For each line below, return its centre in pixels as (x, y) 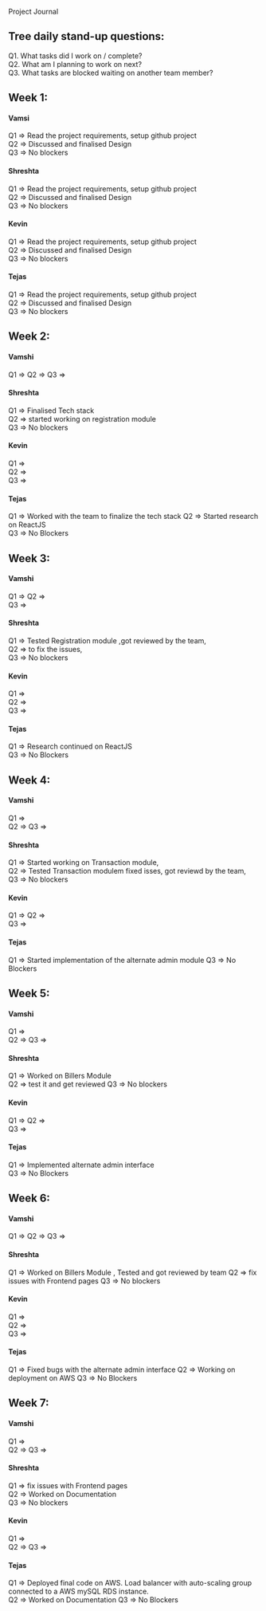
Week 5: (29, 994)
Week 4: (29, 780)
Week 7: (29, 1403)
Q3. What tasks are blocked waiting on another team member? (111, 73)
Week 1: (28, 98)
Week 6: (29, 1198)
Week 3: (29, 558)
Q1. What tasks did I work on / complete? (75, 56)
